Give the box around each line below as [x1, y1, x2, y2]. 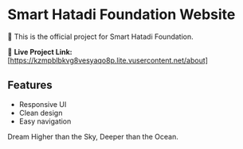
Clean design [18, 108, 63, 117]
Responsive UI [18, 99, 67, 109]
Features [7, 78, 53, 92]
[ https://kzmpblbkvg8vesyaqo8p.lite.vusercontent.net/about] [7, 55, 209, 65]
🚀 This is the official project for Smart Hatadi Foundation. [7, 32, 194, 41]
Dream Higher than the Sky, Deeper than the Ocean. [7, 132, 178, 141]
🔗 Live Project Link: [7, 47, 73, 56]
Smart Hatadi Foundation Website [7, 6, 236, 24]
